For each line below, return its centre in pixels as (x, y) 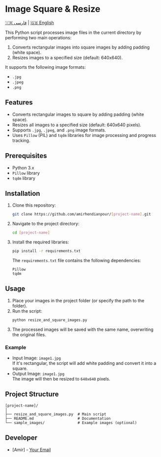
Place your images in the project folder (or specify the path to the (78, 300)
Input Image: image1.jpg (37, 358)
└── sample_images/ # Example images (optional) (71, 423)
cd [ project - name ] (31, 233)
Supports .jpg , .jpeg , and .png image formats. (59, 130)
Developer (21, 438)
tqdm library (24, 178)
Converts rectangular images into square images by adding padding (81, 47)
